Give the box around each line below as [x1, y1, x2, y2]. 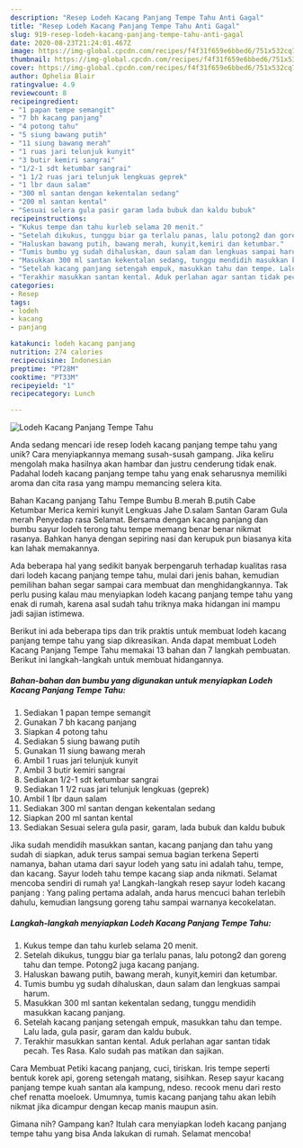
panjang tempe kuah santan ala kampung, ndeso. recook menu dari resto [10, 1082, 281, 1093]
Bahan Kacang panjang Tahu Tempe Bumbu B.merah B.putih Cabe [10, 495, 256, 506]
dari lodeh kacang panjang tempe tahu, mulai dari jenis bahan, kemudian [10, 570, 280, 581]
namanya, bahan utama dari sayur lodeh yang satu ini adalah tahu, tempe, [10, 859, 284, 870]
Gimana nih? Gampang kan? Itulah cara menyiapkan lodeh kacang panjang [10, 1118, 287, 1130]
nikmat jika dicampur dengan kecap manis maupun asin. [10, 1101, 218, 1112]
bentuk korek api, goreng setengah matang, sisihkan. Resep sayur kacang [10, 1072, 284, 1083]
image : [10, 47, 35, 56]
